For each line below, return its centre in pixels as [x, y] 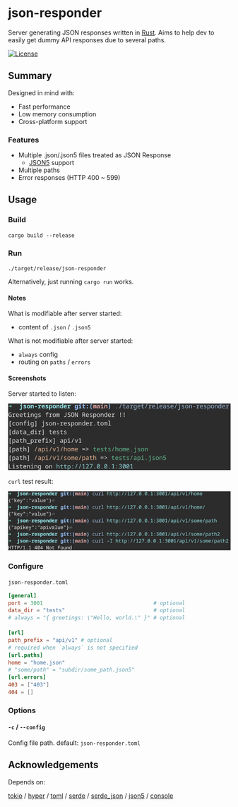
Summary [30, 76]
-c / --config [26, 727]
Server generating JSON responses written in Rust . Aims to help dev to [111, 32]
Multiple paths [39, 170]
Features [24, 140]
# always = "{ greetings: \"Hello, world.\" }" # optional [97, 618]
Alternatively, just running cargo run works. [71, 282]
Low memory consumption [57, 114]
